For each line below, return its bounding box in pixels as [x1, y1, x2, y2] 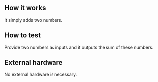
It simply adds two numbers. [4, 17, 63, 23]
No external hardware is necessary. [4, 71, 77, 78]
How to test [4, 31, 41, 40]
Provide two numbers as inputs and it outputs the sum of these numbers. [4, 44, 154, 50]
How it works [4, 4, 46, 12]
